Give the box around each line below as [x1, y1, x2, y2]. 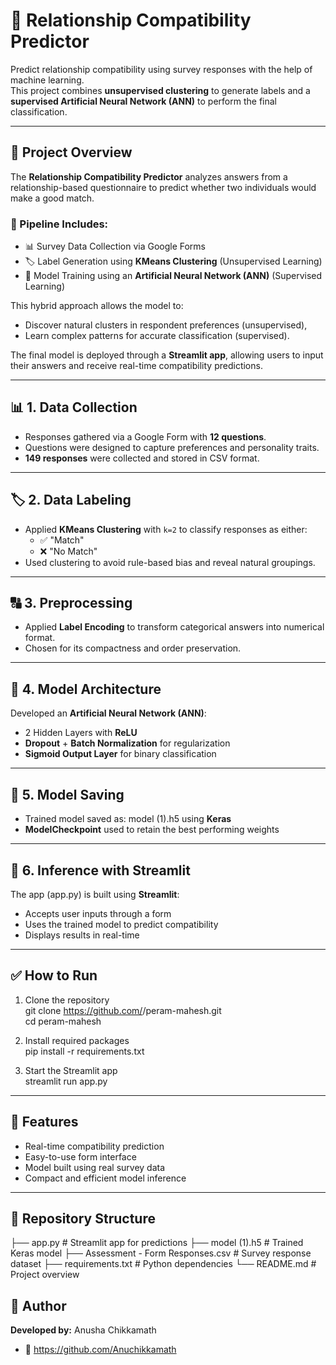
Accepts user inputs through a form [24, 907, 172, 919]
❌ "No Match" [39, 545, 98, 557]
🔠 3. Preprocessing [10, 595, 133, 612]
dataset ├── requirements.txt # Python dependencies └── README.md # [10, 1258, 317, 1270]
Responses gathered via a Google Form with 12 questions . [24, 430, 267, 443]
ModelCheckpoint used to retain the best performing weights [24, 824, 280, 836]
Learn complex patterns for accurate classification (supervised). [24, 330, 290, 342]
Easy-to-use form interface [24, 1150, 137, 1163]
